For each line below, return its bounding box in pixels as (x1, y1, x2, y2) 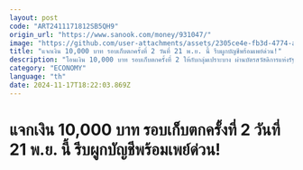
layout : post (9, 13, 59, 23)
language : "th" (9, 72, 67, 81)
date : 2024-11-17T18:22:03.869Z (9, 80, 131, 90)
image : (9, 38, 34, 48)
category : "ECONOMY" (9, 64, 87, 73)
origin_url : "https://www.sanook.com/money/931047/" (9, 30, 212, 39)
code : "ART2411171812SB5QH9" (9, 22, 119, 31)
